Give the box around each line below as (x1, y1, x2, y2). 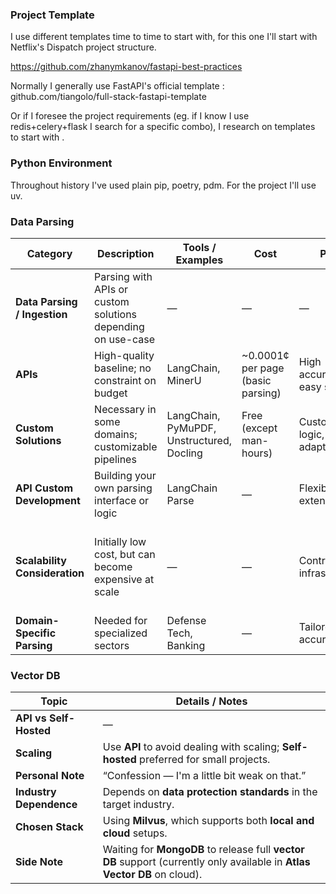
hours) (241, 446, 273, 460)
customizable (94, 439, 158, 453)
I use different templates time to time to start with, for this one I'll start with (10, 31, 318, 43)
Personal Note (15, 769, 85, 783)
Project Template (10, 8, 95, 22)
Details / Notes (175, 694, 248, 708)
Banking (166, 638, 206, 652)
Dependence (15, 798, 78, 812)
